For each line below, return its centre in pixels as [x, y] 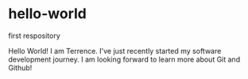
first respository [35, 36]
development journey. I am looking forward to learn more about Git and [124, 59]
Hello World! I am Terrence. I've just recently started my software [115, 51]
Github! [20, 67]
